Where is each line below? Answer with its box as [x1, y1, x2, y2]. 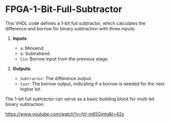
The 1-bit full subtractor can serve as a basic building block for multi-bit [5, 96, 155, 102]
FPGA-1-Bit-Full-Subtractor [5, 4, 122, 15]
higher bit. [20, 86, 42, 92]
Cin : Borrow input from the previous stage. [20, 55, 109, 62]
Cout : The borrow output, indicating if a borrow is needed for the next [20, 81, 165, 87]
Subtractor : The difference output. [20, 75, 93, 81]
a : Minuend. [20, 45, 45, 51]
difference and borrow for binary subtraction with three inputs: [5, 25, 136, 31]
